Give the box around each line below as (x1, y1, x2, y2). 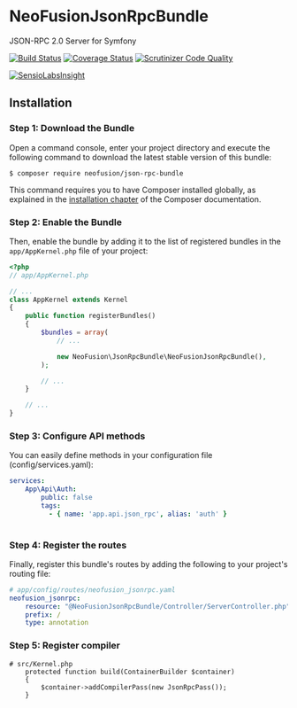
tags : (41, 501, 62, 510)
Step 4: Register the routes (9, 539, 127, 551)
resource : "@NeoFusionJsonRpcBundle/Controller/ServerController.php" (25, 602, 291, 611)
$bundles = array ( (41, 328, 109, 338)
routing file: (9, 568, 51, 579)
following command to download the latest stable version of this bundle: (9, 152, 272, 162)
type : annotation (25, 619, 89, 627)
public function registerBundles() (25, 312, 156, 321)
